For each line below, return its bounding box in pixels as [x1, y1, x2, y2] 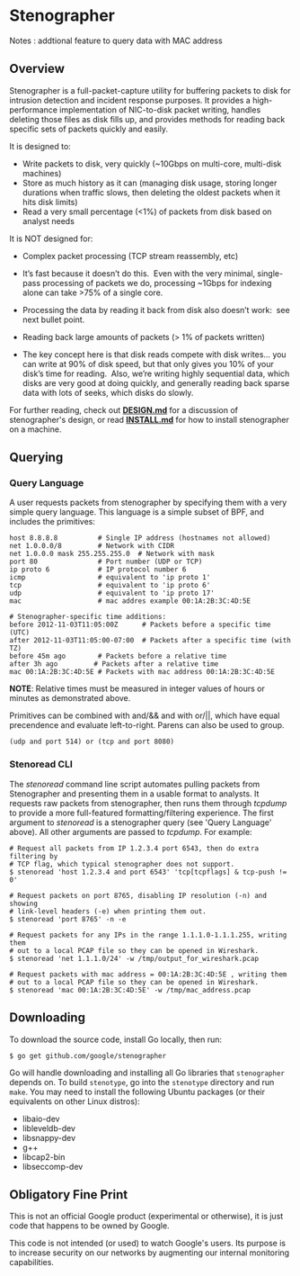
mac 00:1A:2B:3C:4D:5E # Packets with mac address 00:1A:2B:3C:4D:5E [9, 668, 276, 677]
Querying [9, 450, 64, 465]
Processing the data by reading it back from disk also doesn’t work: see [22, 304, 290, 315]
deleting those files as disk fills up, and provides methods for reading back [9, 113, 286, 124]
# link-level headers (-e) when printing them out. [9, 906, 207, 916]
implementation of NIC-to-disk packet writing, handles [59, 104, 261, 115]
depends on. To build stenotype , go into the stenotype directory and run [9, 1076, 275, 1087]
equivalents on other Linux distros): [9, 1095, 141, 1107]
